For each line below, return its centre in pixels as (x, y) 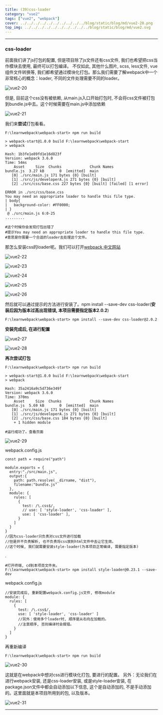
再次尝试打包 (18, 358)
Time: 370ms (17, 397)
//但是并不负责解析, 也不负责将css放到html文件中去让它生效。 (60, 542)
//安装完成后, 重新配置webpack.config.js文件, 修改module (60, 593)
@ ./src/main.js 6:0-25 (31, 214)
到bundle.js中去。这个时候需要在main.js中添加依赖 (55, 104)
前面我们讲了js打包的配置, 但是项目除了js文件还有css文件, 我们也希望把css (79, 60)
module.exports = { (25, 468)
